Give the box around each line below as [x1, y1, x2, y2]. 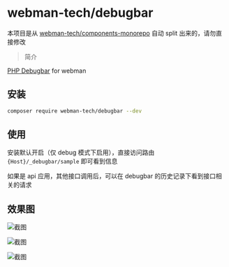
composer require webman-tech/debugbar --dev [7, 107, 142, 115]
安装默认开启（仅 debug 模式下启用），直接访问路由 [7, 148, 155, 157]
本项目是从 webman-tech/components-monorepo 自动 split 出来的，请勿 [7, 29, 216, 37]
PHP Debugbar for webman [7, 66, 87, 75]
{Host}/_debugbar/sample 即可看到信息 [7, 157, 118, 166]
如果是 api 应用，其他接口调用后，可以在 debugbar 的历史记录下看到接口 [7, 172, 216, 180]
